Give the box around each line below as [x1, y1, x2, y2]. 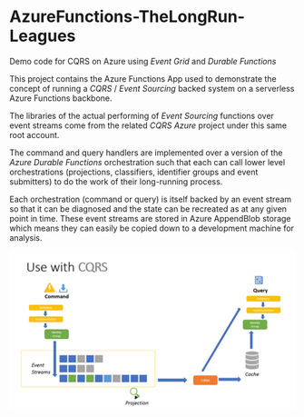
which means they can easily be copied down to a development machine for [9, 223, 295, 233]
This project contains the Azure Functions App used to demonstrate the [9, 73, 277, 84]
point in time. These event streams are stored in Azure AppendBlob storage [9, 213, 291, 223]
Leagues [9, 25, 76, 46]
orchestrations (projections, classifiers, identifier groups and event [9, 166, 259, 177]
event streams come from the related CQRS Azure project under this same [9, 120, 288, 131]
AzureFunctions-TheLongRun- [9, 6, 245, 27]
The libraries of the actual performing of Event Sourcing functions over [9, 110, 275, 121]
